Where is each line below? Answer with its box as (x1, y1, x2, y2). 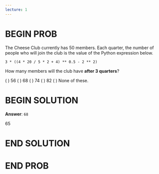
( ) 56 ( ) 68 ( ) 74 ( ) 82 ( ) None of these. (5, 77, 89, 84)
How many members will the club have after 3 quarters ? (5, 68, 119, 74)
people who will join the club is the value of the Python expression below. (5, 50, 154, 56)
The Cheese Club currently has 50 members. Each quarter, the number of (5, 45, 154, 51)
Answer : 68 (5, 111, 28, 117)
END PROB (5, 160, 49, 171)
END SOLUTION (5, 138, 70, 149)
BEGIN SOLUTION (5, 94, 79, 106)
